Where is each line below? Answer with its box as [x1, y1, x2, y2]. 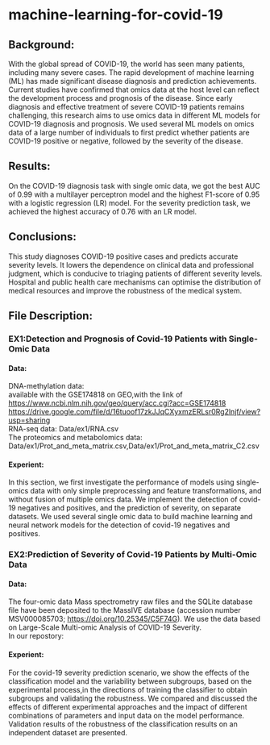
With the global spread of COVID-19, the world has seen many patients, [8, 59, 245, 69]
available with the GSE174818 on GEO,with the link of [8, 389, 183, 400]
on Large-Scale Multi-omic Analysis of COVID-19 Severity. [8, 622, 202, 632]
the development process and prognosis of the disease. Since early [8, 94, 233, 102]
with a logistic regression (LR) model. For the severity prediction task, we [8, 198, 251, 207]
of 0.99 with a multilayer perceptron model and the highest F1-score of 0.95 [8, 189, 260, 199]
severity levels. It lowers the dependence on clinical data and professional [8, 260, 254, 269]
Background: [8, 38, 75, 52]
